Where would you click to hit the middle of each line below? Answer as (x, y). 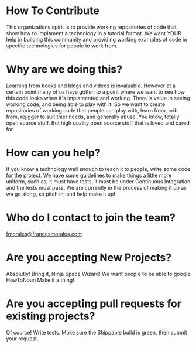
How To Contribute (53, 11)
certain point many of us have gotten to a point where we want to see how (96, 91)
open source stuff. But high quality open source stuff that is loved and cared (98, 123)
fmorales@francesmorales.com (44, 234)
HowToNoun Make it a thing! (40, 280)
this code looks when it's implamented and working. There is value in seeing (98, 98)
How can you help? (53, 153)
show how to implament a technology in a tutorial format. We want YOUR (94, 33)
